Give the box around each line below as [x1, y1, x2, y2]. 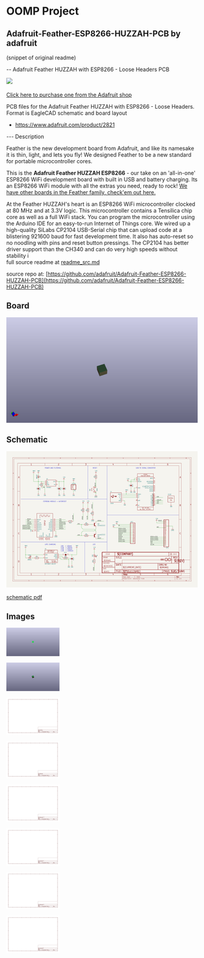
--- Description [6, 133, 44, 140]
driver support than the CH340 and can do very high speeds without [6, 246, 178, 253]
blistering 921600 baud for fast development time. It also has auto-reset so [6, 233, 194, 240]
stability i [6, 252, 29, 259]
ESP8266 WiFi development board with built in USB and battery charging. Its [6, 176, 198, 183]
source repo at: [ [6, 270, 48, 277]
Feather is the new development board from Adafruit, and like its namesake [6, 144, 194, 152]
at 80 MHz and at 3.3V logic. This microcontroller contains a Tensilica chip [6, 207, 192, 214]
